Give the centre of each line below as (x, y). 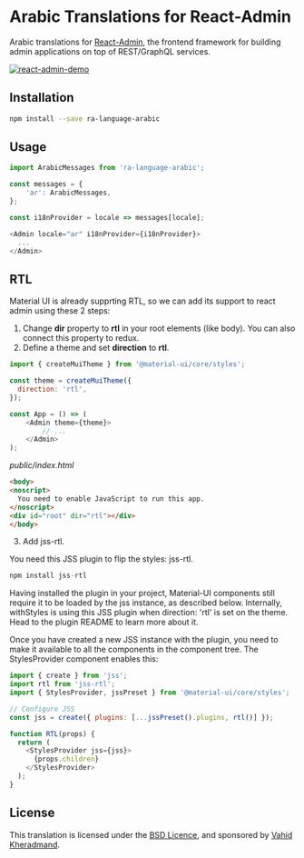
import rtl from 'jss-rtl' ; (63, 684)
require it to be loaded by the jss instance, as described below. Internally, (146, 603)
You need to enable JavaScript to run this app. (111, 499)
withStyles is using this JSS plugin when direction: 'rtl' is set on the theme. (149, 613)
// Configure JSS (42, 709)
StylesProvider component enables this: (84, 659)
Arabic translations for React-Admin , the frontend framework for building (145, 42)
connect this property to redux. (81, 338)
